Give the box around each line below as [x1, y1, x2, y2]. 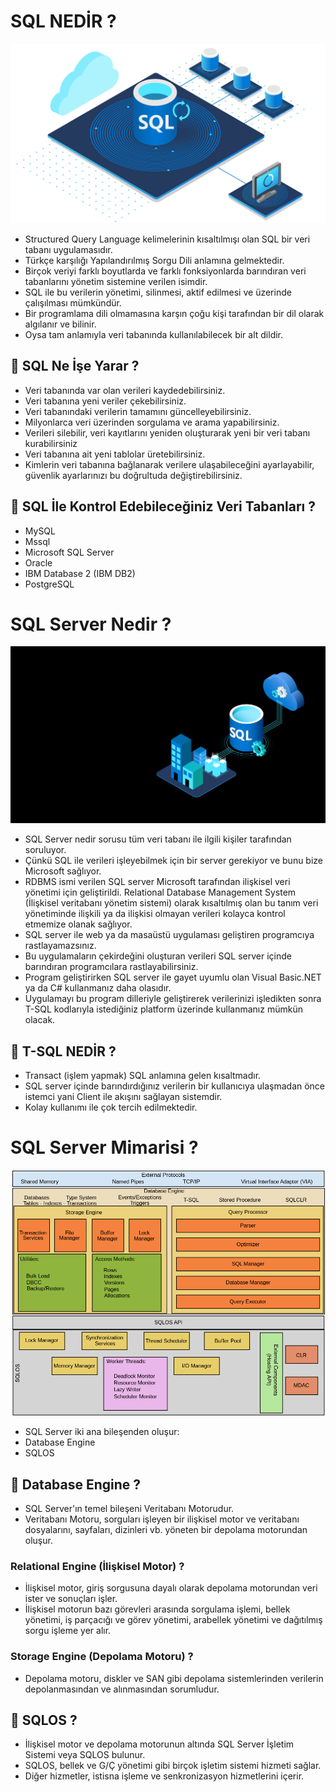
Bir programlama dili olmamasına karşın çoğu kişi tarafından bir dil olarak [24, 307, 325, 319]
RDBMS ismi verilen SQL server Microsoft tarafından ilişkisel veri [24, 876, 291, 888]
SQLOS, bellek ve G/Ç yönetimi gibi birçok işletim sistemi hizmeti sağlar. [24, 1760, 322, 1772]
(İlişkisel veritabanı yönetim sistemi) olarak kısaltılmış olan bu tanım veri [24, 897, 319, 909]
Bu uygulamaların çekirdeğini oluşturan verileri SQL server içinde [24, 950, 292, 962]
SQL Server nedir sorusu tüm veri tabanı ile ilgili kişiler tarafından [24, 833, 292, 845]
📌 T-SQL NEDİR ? [10, 1043, 117, 1060]
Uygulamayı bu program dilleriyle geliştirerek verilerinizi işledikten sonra [24, 993, 322, 1005]
